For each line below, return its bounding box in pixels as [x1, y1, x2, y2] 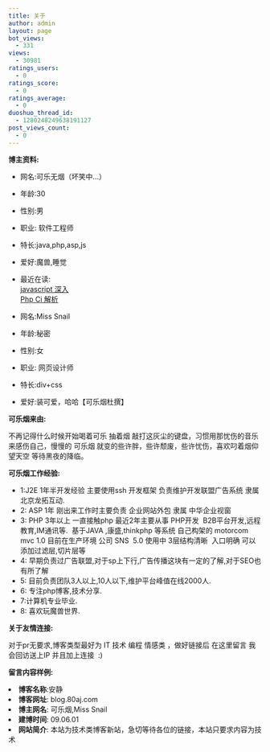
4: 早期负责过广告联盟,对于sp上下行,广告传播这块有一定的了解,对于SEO [19, 556, 255, 565]
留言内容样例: [8, 667, 54, 676]
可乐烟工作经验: [8, 468, 60, 478]
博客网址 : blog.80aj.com [18, 694, 99, 704]
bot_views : [8, 34, 45, 43]
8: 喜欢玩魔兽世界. [19, 606, 80, 615]
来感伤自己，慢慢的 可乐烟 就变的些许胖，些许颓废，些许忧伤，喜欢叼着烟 [8, 441, 252, 450]
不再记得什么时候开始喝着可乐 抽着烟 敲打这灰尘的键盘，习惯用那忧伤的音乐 [8, 431, 259, 441]
